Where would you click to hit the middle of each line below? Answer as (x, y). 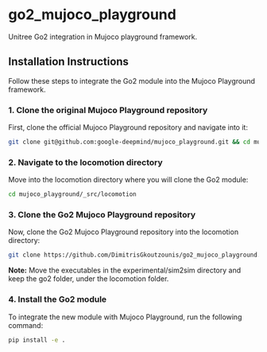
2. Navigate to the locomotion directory (85, 162)
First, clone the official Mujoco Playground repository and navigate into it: (128, 127)
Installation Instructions (69, 62)
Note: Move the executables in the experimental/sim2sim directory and (124, 270)
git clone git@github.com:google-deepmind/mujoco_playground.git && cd (129, 142)
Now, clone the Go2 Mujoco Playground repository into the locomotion (124, 232)
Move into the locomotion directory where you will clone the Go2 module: (128, 180)
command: (26, 325)
